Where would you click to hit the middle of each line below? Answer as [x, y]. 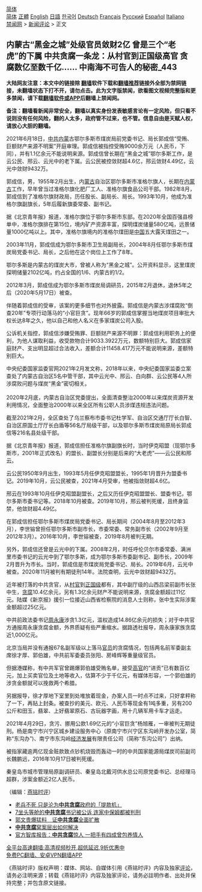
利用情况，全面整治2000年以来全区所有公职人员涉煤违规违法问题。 [89, 405]
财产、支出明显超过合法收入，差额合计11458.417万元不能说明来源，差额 [99, 348]
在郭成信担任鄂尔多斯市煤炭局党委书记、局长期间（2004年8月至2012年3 [96, 521]
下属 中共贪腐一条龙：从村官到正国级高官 [102, 56]
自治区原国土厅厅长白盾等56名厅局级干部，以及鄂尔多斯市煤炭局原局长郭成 [99, 425]
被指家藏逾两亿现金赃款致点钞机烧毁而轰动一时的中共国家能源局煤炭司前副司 [101, 751]
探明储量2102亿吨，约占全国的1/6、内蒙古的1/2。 [67, 272]
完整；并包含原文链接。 [40, 882]
